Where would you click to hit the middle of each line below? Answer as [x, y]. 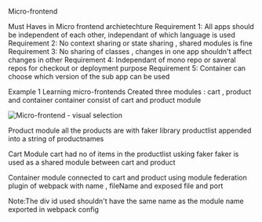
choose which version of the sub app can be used [89, 76]
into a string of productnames [56, 139]
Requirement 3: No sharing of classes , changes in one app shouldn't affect [130, 51]
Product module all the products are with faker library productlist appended [130, 130]
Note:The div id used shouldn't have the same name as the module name [126, 201]
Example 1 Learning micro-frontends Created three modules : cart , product [130, 92]
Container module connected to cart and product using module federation [127, 177]
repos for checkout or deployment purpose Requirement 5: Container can [127, 68]
